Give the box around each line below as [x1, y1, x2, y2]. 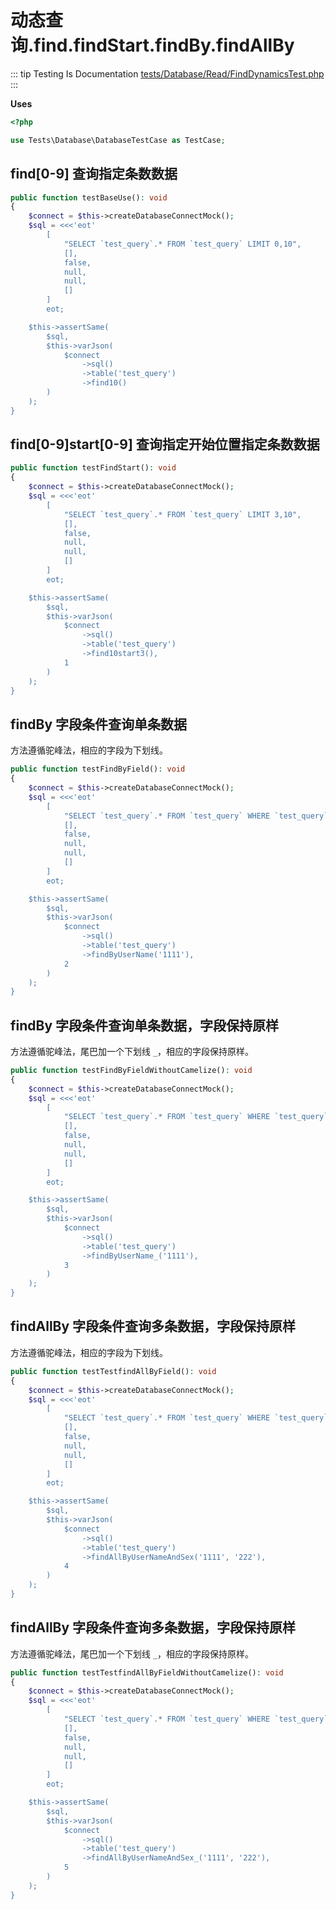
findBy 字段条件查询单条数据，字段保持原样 [10, 1017, 280, 1034]
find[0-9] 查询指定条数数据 [10, 166, 178, 183]
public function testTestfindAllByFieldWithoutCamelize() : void [10, 1667, 284, 1678]
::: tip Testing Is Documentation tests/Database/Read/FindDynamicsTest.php [10, 67, 325, 80]
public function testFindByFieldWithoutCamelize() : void [10, 1066, 253, 1076]
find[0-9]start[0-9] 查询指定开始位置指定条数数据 [10, 436, 320, 453]
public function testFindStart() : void [10, 463, 177, 473]
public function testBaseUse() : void [10, 192, 168, 203]
